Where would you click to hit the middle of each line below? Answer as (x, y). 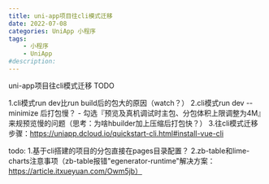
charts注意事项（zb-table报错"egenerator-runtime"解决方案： (112, 160)
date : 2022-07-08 (38, 24)
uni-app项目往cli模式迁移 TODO (62, 85)
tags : (17, 39)
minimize (24, 113)
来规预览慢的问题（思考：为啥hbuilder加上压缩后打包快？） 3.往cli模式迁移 (133, 123)
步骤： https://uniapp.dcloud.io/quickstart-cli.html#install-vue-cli (116, 133)
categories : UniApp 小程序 (52, 31)
